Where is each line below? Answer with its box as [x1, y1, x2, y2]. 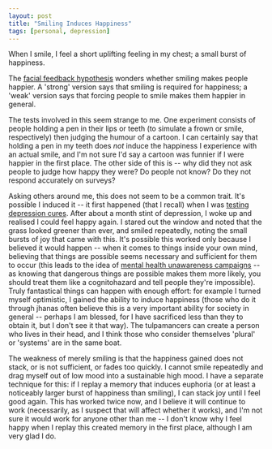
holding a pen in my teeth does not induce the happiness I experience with [8, 141, 257, 151]
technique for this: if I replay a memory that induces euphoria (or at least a [8, 379, 257, 390]
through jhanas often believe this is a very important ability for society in [8, 304, 249, 313]
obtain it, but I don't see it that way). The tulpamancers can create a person [8, 321, 261, 330]
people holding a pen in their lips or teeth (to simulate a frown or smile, [8, 123, 244, 134]
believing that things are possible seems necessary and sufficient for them [8, 252, 257, 261]
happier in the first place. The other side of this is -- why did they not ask [8, 158, 253, 168]
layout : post [8, 11, 53, 20]
